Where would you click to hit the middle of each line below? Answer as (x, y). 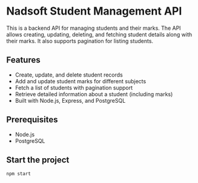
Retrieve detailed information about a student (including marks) (94, 94)
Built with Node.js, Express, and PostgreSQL (70, 100)
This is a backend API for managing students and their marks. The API (94, 28)
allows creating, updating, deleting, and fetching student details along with (99, 34)
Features (23, 60)
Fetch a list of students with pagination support (74, 88)
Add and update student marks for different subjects (81, 81)
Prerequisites (32, 120)
